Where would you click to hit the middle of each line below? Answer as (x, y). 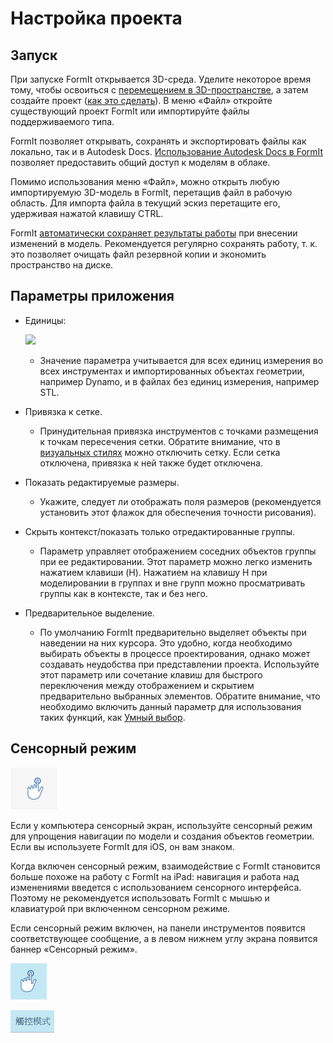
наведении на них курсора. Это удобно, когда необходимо (166, 643)
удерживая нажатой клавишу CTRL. (87, 213)
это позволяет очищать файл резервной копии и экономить (138, 254)
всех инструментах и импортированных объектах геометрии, (172, 371)
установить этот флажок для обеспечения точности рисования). (178, 512)
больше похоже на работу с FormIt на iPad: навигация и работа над (155, 876)
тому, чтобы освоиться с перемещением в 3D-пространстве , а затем (159, 90)
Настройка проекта (96, 18)
